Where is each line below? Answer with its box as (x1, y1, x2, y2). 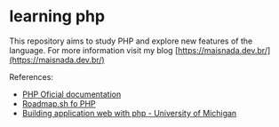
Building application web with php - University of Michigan (21, 107, 237, 118)
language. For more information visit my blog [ (9, 44, 179, 55)
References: (9, 71, 53, 82)
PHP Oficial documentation (21, 89, 122, 99)
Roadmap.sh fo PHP (21, 98, 96, 108)
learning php (9, 6, 105, 27)
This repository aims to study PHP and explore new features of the (9, 36, 253, 46)
